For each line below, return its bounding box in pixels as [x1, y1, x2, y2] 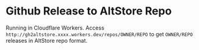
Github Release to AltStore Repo [5, 4, 172, 18]
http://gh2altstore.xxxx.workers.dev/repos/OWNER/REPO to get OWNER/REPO [5, 30, 193, 37]
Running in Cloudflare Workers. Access [5, 24, 104, 31]
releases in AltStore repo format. [5, 37, 88, 44]
